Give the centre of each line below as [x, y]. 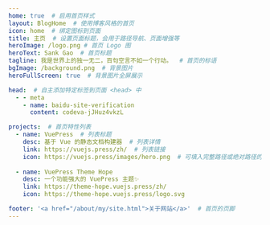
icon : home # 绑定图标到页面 [55, 31]
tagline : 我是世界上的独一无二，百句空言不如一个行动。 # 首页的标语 [112, 61]
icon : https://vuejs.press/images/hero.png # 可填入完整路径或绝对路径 [140, 157]
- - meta [30, 97]
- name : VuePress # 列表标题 [64, 135]
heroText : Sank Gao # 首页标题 [60, 53]
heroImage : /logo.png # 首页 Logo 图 [70, 46]
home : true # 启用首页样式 [51, 16]
